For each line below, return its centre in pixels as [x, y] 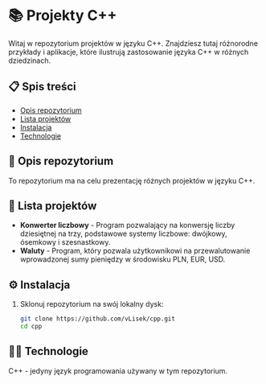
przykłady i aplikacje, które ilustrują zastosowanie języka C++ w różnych [129, 52]
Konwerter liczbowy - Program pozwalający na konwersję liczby [127, 225]
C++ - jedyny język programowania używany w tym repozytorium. [118, 370]
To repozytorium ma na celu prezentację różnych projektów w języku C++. [132, 180]
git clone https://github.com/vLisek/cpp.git [97, 319]
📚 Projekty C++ [63, 16]
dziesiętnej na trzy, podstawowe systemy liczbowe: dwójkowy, [123, 233]
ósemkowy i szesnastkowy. [65, 242]
